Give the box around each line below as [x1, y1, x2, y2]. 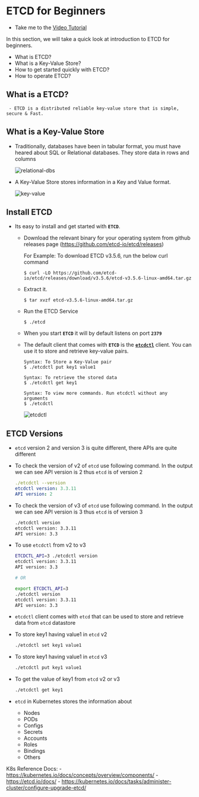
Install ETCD [6, 207, 52, 217]
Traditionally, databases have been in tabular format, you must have [14, 142, 181, 150]
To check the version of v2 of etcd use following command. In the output [14, 462, 193, 469]
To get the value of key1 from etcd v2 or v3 [14, 675, 120, 683]
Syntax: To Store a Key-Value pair [23, 359, 112, 365]
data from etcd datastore [14, 619, 76, 627]
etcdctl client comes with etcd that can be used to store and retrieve [14, 613, 184, 620]
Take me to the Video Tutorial [14, 24, 87, 31]
